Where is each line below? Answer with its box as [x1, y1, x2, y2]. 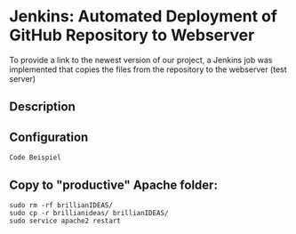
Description [9, 100, 76, 115]
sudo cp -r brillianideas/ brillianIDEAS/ [9, 208, 169, 217]
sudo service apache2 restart [9, 216, 122, 225]
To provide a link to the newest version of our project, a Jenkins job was [9, 54, 273, 65]
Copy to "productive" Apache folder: [9, 177, 218, 192]
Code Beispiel [9, 153, 62, 162]
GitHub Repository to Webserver [9, 25, 255, 45]
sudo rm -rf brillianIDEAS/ [9, 200, 114, 210]
